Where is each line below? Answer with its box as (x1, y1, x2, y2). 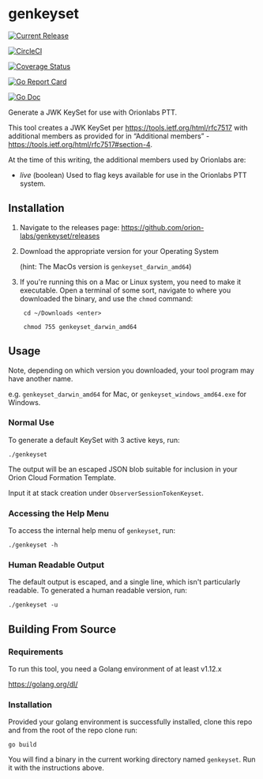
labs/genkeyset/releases (19, 231, 100, 240)
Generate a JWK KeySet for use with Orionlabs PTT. (8, 108, 178, 117)
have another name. (8, 373, 73, 384)
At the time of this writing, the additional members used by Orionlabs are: (8, 155, 246, 164)
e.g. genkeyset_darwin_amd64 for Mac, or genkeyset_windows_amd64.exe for (8, 389, 247, 399)
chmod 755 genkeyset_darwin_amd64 (23, 323, 137, 331)
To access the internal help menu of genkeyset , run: (8, 526, 176, 535)
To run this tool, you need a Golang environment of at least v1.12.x (8, 664, 223, 674)
